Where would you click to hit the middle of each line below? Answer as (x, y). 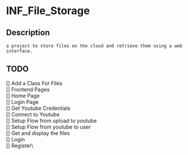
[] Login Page (23, 102)
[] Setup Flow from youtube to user (48, 127)
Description (28, 33)
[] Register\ (20, 146)
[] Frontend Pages (28, 89)
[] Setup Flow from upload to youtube (51, 120)
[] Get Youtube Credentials (38, 108)
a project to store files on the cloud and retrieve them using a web (94, 46)
